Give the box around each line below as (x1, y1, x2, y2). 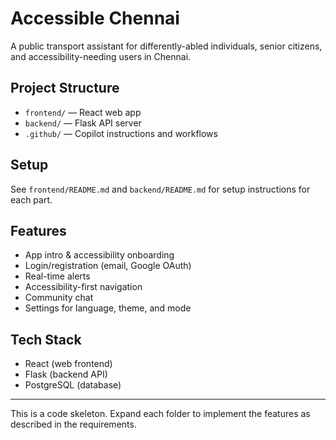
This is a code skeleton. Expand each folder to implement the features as (10, 408, 311, 420)
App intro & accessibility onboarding (24, 249, 175, 261)
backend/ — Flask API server (24, 117, 142, 129)
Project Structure (10, 80, 120, 97)
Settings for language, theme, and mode (24, 302, 192, 314)
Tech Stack (10, 331, 82, 348)
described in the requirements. (10, 418, 137, 431)
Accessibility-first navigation (24, 281, 143, 293)
